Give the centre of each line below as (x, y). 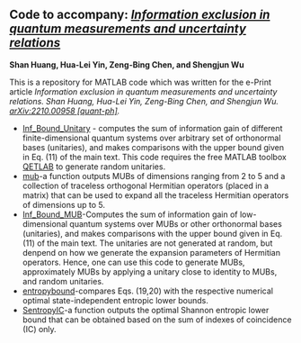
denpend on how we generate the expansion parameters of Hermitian (151, 252)
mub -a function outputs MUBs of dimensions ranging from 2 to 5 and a (154, 176)
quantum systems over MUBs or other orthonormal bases (176, 223)
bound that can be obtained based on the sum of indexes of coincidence (157, 320)
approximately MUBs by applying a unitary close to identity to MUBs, (150, 271)
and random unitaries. (63, 281)
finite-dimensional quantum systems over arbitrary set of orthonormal (151, 138)
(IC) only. (39, 329)
